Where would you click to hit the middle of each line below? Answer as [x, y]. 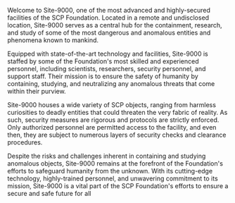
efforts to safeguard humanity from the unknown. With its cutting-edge [110, 171]
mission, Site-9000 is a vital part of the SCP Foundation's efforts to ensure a [118, 186]
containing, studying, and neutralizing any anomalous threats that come [111, 84]
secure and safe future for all [49, 193]
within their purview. [37, 91]
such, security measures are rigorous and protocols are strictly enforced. [113, 120]
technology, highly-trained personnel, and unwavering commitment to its [113, 178]
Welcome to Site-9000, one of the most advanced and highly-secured [109, 10]
